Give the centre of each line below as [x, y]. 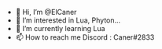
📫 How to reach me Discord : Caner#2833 [85, 37]
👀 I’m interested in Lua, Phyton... [68, 20]
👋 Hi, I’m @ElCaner [46, 12]
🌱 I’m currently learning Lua [60, 28]
